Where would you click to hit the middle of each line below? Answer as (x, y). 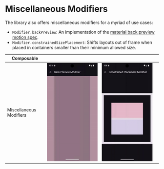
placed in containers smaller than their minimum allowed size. (74, 47)
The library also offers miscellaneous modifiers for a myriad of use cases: (79, 22)
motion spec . (25, 37)
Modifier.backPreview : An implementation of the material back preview (83, 32)
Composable (25, 58)
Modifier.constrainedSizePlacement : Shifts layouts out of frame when (82, 42)
